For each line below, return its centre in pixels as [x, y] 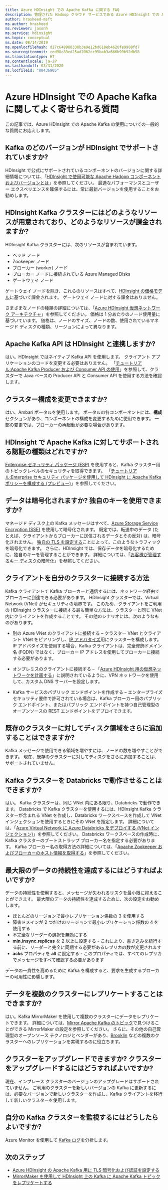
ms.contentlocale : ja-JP [31, 61]
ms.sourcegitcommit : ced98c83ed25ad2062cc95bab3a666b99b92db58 [72, 52]
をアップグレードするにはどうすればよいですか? [79, 1068]
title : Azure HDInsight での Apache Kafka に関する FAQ [62, 10]
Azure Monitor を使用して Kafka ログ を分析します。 [58, 1140]
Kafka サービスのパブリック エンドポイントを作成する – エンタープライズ [87, 692]
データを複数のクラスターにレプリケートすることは [84, 994]
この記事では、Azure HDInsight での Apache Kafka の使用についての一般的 [82, 124]
